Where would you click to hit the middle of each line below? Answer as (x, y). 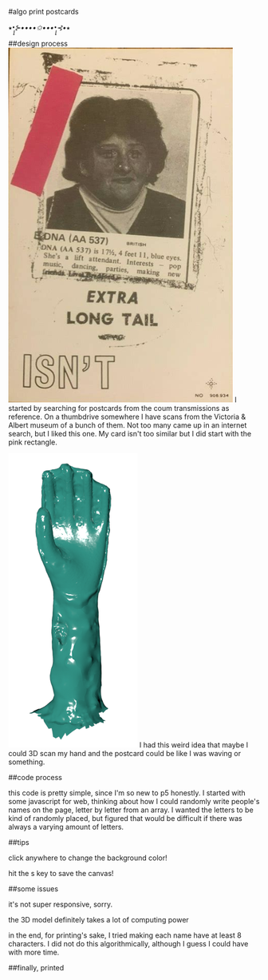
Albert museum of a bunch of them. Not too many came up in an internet (128, 425)
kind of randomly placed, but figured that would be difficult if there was (125, 818)
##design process (38, 44)
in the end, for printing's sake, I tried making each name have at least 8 (125, 935)
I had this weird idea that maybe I (194, 745)
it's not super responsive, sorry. (61, 904)
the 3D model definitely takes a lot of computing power (99, 920)
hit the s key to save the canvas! (61, 873)
